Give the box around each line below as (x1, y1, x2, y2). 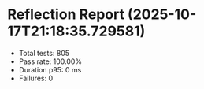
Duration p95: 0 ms (18, 65, 82, 74)
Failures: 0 (18, 73, 54, 83)
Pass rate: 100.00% (18, 57, 83, 66)
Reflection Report (7, 6, 125, 24)
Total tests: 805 (18, 48, 70, 57)
